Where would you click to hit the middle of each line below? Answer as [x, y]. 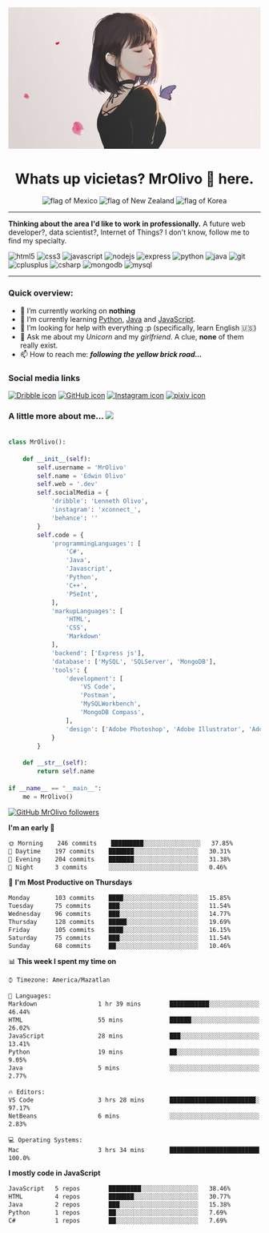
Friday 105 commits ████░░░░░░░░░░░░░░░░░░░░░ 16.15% [119, 930]
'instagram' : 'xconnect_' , [96, 510]
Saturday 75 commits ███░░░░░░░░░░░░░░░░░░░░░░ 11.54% [119, 938]
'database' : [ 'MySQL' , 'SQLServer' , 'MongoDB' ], [134, 661]
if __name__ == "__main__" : [55, 788]
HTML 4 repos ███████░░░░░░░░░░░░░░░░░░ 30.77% [119, 1196]
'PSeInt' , [82, 594]
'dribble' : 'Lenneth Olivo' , [100, 501]
